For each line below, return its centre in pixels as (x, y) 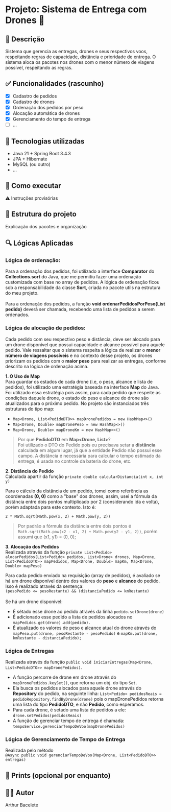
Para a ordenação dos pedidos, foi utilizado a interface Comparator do (80, 271)
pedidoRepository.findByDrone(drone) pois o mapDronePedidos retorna (88, 699)
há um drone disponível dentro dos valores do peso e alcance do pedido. (83, 581)
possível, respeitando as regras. (39, 68)
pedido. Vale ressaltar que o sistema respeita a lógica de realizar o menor (83, 350)
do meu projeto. (22, 293)
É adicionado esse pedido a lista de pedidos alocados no (72, 617)
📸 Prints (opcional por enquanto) (58, 775)
